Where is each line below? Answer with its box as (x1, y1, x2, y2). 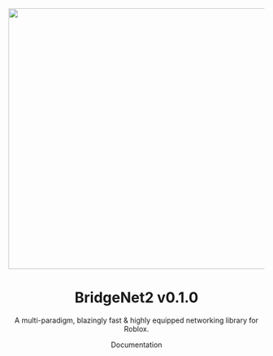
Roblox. (123, 323, 149, 333)
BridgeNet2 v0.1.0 (74, 288, 199, 307)
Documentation (110, 340, 162, 349)
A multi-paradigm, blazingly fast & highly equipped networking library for (15, 315, 258, 325)
